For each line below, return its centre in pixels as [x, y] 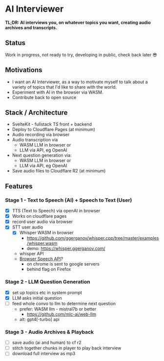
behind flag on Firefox [49, 269]
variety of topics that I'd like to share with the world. [64, 87]
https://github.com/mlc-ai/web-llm [61, 314]
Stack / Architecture [36, 112]
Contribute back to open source [44, 97]
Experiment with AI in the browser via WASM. [58, 92]
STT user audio [28, 227]
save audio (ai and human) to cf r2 [47, 342]
